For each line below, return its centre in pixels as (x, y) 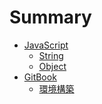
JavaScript (46, 45)
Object (52, 66)
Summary (50, 17)
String (51, 55)
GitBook (40, 77)
